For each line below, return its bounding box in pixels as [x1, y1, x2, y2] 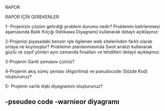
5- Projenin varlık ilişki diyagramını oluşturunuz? [5, 83, 103, 89]
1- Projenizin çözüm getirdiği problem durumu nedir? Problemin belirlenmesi [5, 23, 160, 29]
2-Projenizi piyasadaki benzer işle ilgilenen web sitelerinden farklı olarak [5, 38, 153, 44]
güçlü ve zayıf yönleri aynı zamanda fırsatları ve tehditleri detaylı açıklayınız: [5, 49, 160, 55]
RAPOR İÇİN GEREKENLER [5, 14, 59, 19]
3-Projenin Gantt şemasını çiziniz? [5, 59, 75, 64]
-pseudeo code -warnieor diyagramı [5, 98, 120, 106]
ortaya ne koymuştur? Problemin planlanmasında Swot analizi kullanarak [5, 44, 153, 49]
